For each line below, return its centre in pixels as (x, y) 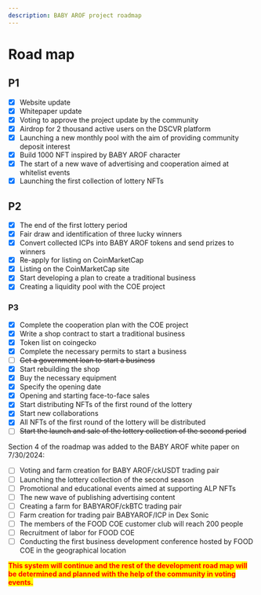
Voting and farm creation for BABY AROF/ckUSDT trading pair (119, 470)
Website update (45, 102)
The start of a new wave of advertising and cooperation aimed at (124, 163)
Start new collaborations (59, 413)
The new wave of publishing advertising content (97, 497)
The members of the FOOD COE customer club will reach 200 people (131, 523)
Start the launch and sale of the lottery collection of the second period (133, 431)
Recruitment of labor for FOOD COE (77, 532)
